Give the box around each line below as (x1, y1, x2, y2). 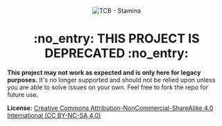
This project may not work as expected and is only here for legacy (7, 68, 201, 76)
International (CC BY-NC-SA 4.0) (7, 111, 101, 119)
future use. (7, 90, 39, 98)
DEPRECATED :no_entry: (44, 46, 189, 62)
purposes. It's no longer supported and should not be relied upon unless (7, 75, 216, 84)
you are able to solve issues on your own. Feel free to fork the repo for (7, 83, 209, 91)
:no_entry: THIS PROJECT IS (33, 31, 200, 46)
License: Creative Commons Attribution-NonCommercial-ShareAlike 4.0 (7, 104, 214, 112)
